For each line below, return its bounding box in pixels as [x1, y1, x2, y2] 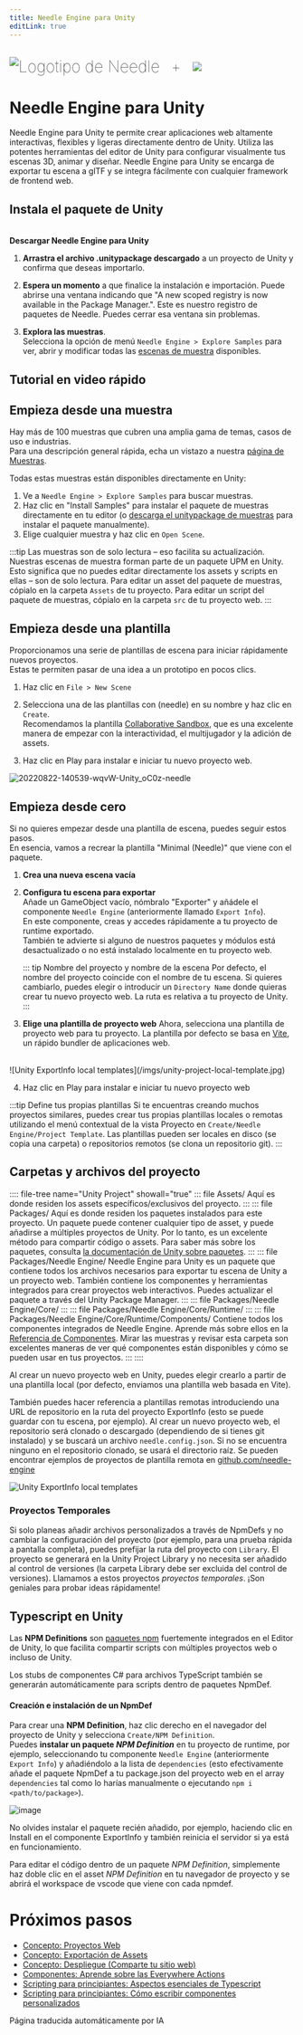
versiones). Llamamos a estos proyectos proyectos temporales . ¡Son [9, 1572, 265, 1584]
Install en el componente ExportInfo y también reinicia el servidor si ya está [9, 1832, 289, 1843]
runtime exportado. [22, 925, 95, 937]
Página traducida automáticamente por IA [9, 2015, 165, 2026]
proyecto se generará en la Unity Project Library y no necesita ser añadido [9, 1553, 288, 1564]
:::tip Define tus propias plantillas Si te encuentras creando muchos [9, 1100, 260, 1111]
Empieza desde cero [9, 798, 127, 815]
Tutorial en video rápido [9, 372, 147, 387]
